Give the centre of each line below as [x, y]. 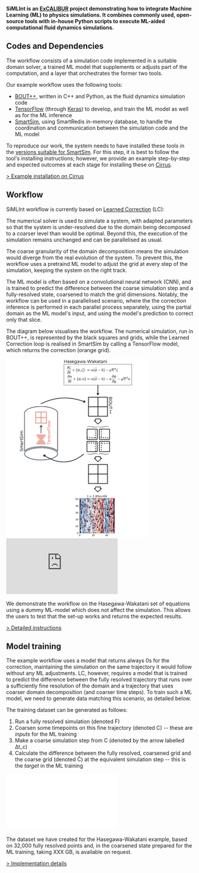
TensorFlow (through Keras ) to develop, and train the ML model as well [102, 109]
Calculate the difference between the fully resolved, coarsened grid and [103, 753]
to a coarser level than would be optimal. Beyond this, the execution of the [97, 233]
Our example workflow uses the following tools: [64, 84]
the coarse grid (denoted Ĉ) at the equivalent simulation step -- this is [100, 759]
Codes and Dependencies [55, 46]
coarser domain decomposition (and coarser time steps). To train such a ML [99, 692]
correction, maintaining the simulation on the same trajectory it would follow [99, 667]
